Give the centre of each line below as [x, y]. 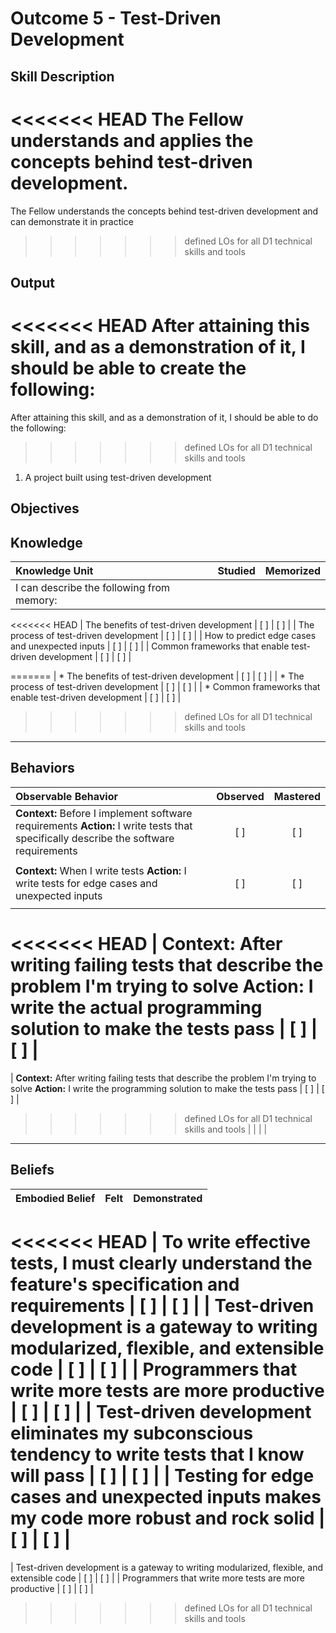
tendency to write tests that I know [157, 1454]
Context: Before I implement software [104, 813]
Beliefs [32, 1170]
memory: [36, 600]
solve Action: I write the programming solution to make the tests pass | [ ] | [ [167, 1088]
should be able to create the [128, 368]
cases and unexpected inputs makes [166, 1496]
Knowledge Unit [54, 571]
